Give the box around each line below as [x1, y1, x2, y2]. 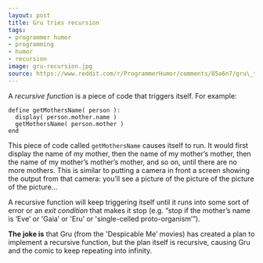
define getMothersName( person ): [8, 106, 121, 114]
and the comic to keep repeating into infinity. [8, 246, 153, 255]
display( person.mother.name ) [15, 113, 117, 121]
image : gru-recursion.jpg [8, 63, 92, 70]
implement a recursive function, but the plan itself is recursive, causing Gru [8, 237, 250, 247]
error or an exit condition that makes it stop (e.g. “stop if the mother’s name [8, 205, 250, 215]
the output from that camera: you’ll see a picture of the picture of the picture [8, 174, 254, 183]
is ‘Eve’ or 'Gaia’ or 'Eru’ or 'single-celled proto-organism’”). [8, 214, 201, 223]
